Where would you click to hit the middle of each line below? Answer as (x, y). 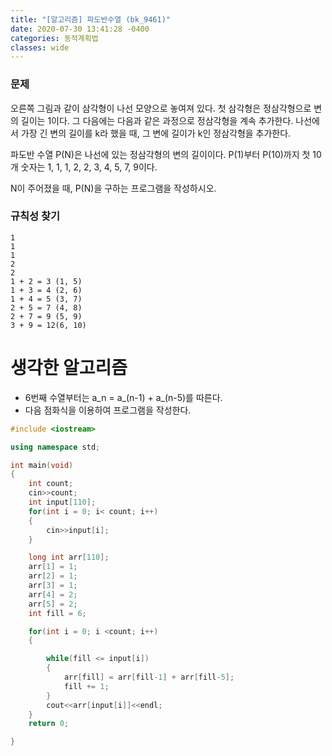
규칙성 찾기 (35, 216)
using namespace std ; (55, 447)
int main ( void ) (42, 465)
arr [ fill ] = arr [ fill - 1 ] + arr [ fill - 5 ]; (149, 677)
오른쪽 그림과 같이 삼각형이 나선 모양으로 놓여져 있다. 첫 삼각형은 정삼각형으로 (161, 108)
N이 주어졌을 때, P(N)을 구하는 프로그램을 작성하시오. (113, 188)
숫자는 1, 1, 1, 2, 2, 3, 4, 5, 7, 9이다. (89, 167)
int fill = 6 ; (57, 613)
